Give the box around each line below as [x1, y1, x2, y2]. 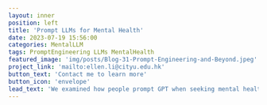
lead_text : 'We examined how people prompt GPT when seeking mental [8, 84, 240, 93]
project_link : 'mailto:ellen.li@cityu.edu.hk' [8, 63, 165, 71]
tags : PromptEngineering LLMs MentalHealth [8, 48, 155, 56]
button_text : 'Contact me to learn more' [8, 70, 148, 78]
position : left [8, 19, 59, 27]
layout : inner [8, 11, 56, 20]
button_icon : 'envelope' [8, 77, 91, 85]
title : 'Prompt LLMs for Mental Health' [8, 26, 145, 34]
